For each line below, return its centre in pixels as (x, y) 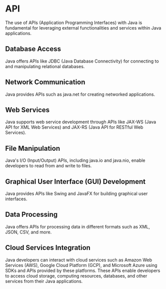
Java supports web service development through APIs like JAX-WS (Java (81, 122)
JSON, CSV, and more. (28, 232)
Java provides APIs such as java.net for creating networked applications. (80, 94)
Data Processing (31, 215)
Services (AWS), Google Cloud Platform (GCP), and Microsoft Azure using (81, 265)
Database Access (33, 49)
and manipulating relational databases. (45, 66)
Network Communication (45, 82)
